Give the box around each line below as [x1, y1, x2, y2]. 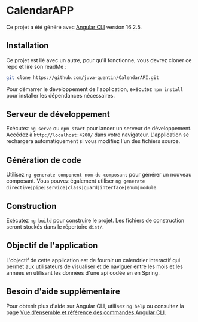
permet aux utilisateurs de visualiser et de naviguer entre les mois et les [6, 263, 184, 270]
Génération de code [6, 155, 82, 165]
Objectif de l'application [6, 241, 98, 251]
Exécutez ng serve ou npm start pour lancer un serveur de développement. [6, 125, 192, 132]
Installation [6, 41, 49, 51]
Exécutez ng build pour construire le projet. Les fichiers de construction [6, 217, 185, 224]
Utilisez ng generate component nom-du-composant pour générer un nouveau [6, 171, 192, 178]
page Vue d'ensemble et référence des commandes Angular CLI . [6, 309, 166, 316]
